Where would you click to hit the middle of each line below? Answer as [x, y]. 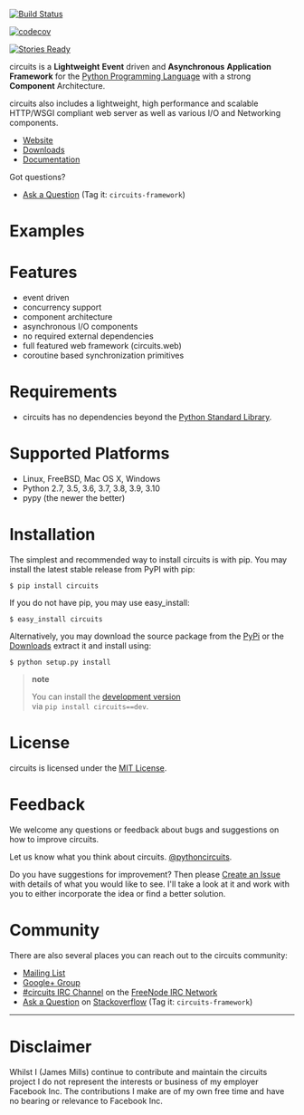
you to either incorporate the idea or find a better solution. [118, 893]
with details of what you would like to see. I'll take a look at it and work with [149, 884]
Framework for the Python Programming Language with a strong [130, 76]
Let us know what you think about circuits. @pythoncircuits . [121, 857]
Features [43, 273]
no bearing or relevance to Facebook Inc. [86, 1101]
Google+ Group [52, 982]
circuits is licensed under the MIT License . [88, 768]
